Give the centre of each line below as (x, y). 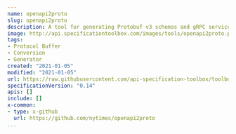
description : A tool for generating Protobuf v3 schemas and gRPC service (119, 27)
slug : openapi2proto (38, 20)
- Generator (25, 60)
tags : (15, 40)
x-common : (22, 105)
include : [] (25, 99)
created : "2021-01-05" (40, 66)
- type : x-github (33, 112)
